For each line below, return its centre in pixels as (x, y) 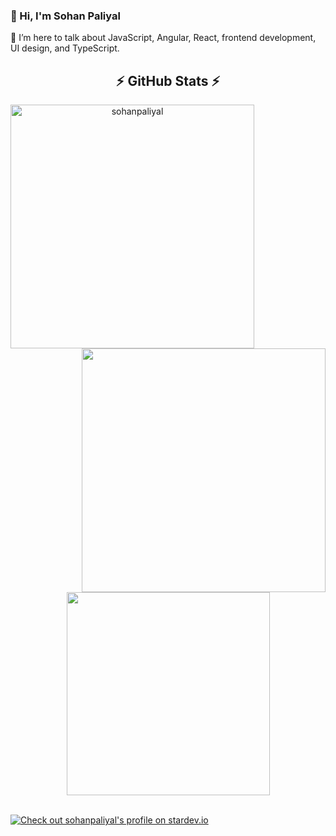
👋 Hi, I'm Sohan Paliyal (65, 16)
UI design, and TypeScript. (65, 48)
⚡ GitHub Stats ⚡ (168, 80)
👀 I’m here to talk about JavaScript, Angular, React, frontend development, (163, 38)
